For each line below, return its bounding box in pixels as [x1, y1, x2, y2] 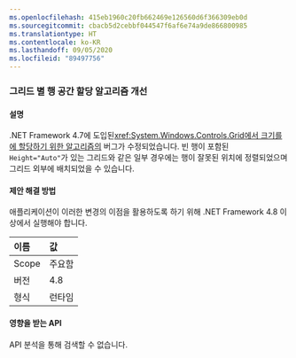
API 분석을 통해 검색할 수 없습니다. [9, 339, 129, 350]
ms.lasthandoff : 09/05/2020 [9, 46, 113, 55]
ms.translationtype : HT [9, 29, 97, 38]
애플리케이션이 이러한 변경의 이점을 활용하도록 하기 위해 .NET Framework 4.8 [9, 206, 278, 217]
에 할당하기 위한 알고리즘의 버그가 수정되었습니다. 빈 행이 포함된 [9, 141, 230, 152]
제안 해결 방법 [9, 185, 56, 196]
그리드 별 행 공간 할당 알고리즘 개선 [9, 85, 148, 97]
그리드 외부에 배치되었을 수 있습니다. [9, 163, 135, 174]
